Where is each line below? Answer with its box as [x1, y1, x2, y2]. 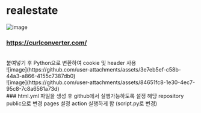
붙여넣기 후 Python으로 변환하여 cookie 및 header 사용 [6, 60, 137, 67]
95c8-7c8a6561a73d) [6, 85, 60, 93]
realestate [6, 4, 58, 17]
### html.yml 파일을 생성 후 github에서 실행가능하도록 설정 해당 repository [6, 93, 184, 100]
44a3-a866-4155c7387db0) [6, 73, 76, 80]
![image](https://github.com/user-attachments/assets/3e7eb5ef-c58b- [6, 66, 182, 73]
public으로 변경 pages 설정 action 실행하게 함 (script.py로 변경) [6, 100, 158, 107]
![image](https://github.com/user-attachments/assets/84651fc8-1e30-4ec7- [6, 79, 196, 86]
